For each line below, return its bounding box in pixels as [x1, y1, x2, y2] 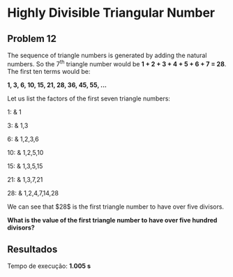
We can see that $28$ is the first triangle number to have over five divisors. [7, 202, 225, 211]
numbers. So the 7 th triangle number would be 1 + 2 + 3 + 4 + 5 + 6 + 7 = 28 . [7, 59, 227, 68]
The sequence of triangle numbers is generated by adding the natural [7, 51, 207, 59]
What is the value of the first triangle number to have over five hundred [7, 216, 218, 224]
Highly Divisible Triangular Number [7, 5, 215, 21]
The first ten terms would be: [7, 67, 91, 75]
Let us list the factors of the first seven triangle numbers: [7, 94, 171, 103]
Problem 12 [7, 33, 57, 45]
